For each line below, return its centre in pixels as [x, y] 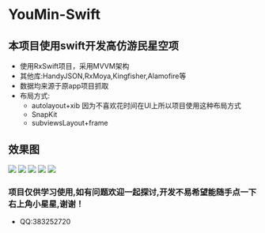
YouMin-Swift [55, 15]
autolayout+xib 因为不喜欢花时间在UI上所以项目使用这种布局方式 [136, 105]
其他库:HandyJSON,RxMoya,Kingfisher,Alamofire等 [103, 76]
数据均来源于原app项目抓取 [64, 86]
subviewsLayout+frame [70, 123]
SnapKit [44, 115]
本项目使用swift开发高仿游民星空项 [94, 45]
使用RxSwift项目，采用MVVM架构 [74, 66]
